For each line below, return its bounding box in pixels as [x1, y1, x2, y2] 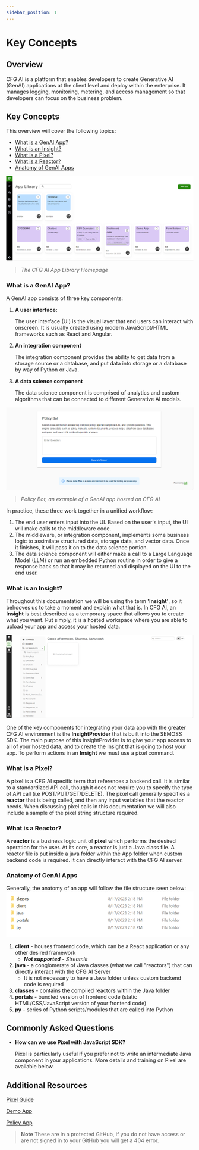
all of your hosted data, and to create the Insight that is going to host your [6, 743, 186, 750]
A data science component [14, 378, 83, 385]
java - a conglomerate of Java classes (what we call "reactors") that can [14, 961, 192, 968]
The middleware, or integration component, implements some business [14, 531, 189, 538]
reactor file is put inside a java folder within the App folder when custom [6, 850, 182, 857]
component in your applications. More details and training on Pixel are [14, 1057, 187, 1064]
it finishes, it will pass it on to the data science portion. [14, 543, 149, 551]
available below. [14, 1063, 55, 1070]
